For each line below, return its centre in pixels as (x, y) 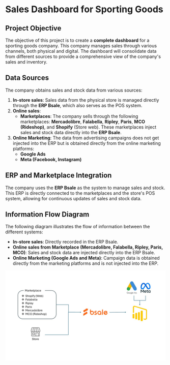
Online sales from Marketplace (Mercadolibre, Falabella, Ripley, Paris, (88, 247)
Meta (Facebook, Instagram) (51, 159)
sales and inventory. (26, 62)
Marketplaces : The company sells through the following (79, 116)
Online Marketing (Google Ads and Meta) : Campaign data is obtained (86, 258)
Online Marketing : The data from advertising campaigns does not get (86, 138)
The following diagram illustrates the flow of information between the (78, 227)
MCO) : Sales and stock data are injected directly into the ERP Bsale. (84, 253)
